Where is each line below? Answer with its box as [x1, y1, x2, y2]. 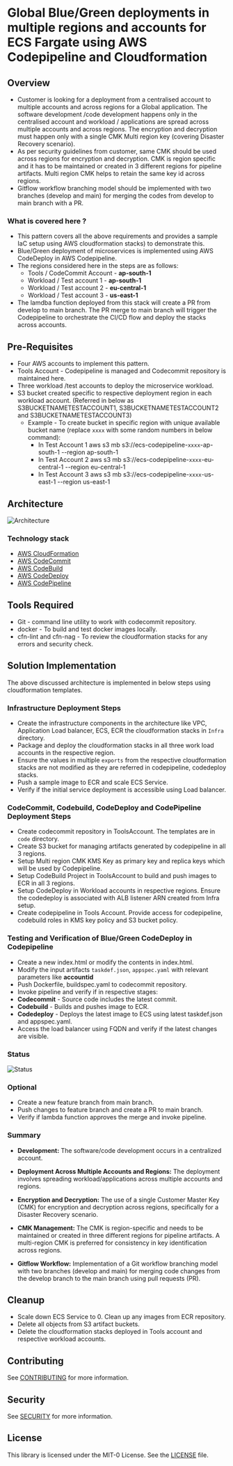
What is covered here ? [7, 216, 87, 225]
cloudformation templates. [7, 685, 83, 694]
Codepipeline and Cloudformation [7, 49, 207, 65]
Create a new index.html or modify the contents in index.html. [17, 958, 194, 966]
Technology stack [7, 534, 70, 543]
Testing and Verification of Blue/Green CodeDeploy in [7, 934, 193, 943]
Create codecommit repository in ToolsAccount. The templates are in [17, 827, 216, 836]
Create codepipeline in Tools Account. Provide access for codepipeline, [17, 909, 223, 917]
